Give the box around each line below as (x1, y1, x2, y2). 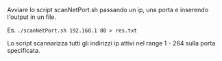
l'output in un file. (7, 13, 57, 21)
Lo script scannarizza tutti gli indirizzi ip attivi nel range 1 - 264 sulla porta (7, 39, 216, 47)
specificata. (7, 47, 40, 54)
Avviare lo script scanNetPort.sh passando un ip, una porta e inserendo (7, 6, 209, 14)
